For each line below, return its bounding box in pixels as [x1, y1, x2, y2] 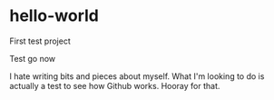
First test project [9, 35, 71, 46]
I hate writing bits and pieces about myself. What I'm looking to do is [9, 70, 265, 82]
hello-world [9, 5, 100, 26]
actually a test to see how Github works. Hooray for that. [9, 80, 220, 91]
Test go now [9, 53, 56, 64]
